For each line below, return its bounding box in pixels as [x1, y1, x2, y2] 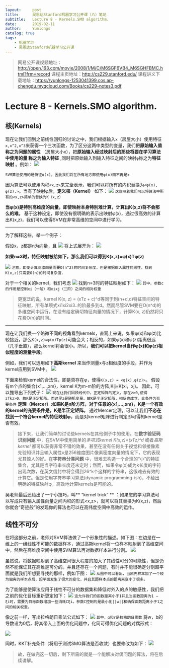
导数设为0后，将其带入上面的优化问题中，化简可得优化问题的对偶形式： [5, 620, 153, 627]
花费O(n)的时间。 [17, 315, 54, 321]
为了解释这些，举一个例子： [5, 232, 63, 238]
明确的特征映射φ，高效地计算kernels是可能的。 [17, 481, 116, 487]
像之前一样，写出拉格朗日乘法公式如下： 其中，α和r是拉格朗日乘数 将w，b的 [5, 614, 163, 620]
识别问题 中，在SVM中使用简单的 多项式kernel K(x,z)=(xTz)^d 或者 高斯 [17, 436, 163, 443]
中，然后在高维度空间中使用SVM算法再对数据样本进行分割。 [5, 547, 130, 553]
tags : [5, 36, 17, 41]
